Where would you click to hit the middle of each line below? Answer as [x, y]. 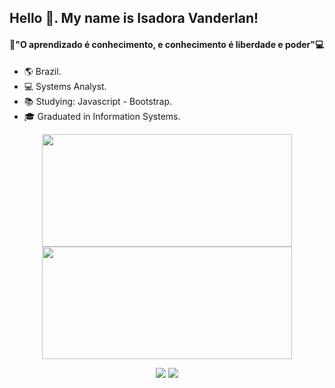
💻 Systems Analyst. [65, 86]
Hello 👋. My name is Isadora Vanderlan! [134, 18]
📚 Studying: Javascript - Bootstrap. [98, 101]
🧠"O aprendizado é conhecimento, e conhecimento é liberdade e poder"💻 [167, 44]
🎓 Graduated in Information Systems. [102, 116]
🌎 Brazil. [42, 71]
